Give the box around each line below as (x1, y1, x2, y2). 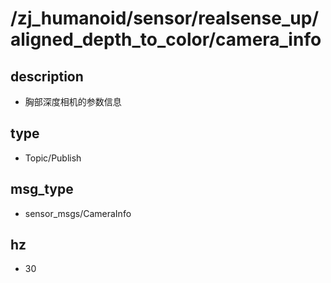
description (10, 68, 84, 85)
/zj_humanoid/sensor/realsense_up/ (10, 7, 320, 30)
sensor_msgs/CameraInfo (24, 207, 132, 219)
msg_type (10, 181, 74, 198)
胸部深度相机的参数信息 (24, 96, 122, 107)
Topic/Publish (24, 152, 82, 164)
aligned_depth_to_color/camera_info (10, 28, 322, 51)
